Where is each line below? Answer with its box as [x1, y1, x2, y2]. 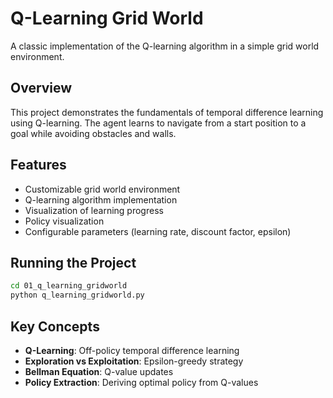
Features [10, 157, 67, 174]
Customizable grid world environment [24, 183, 181, 195]
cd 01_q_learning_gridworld [10, 281, 128, 291]
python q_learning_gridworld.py [10, 290, 145, 301]
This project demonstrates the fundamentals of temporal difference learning [10, 106, 324, 118]
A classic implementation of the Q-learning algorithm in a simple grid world [10, 40, 320, 52]
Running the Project [10, 254, 137, 271]
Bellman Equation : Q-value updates [24, 365, 174, 377]
